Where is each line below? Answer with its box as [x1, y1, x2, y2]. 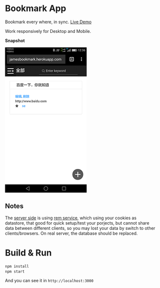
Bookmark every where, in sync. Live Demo [5, 19, 92, 25]
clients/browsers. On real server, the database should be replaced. [5, 230, 138, 236]
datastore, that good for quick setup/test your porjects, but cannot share [5, 220, 150, 226]
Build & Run [5, 247, 52, 258]
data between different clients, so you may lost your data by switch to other [5, 225, 156, 231]
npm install [5, 264, 29, 269]
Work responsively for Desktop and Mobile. [5, 28, 91, 34]
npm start [5, 269, 25, 274]
